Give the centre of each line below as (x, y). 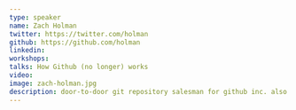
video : (21, 75)
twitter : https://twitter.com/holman (79, 34)
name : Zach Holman (43, 26)
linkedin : (27, 51)
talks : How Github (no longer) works (79, 67)
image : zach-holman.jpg (53, 83)
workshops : (29, 59)
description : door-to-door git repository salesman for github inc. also (148, 91)
